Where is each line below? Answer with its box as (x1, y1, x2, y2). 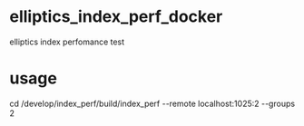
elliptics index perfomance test (9, 36, 125, 47)
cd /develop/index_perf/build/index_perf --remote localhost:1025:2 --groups (9, 98, 296, 109)
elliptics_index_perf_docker (9, 6, 223, 27)
